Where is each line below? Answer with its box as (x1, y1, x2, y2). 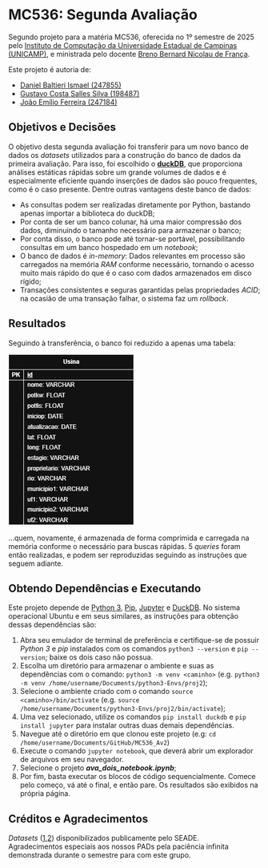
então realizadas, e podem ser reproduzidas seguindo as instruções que (8, 550, 247, 559)
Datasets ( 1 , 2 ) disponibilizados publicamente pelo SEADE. (8, 834, 200, 843)
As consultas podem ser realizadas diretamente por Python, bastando (19, 200, 250, 209)
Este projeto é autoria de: (8, 64, 92, 74)
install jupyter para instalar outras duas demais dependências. (19, 721, 234, 730)
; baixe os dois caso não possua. (45, 652, 154, 662)
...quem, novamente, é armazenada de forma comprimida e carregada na (8, 533, 250, 543)
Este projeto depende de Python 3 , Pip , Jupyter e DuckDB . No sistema (8, 603, 241, 612)
